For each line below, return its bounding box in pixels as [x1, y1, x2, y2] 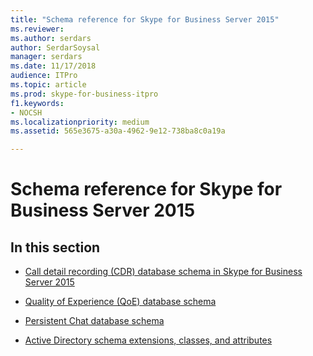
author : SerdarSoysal [10, 42, 101, 53]
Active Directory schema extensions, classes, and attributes [24, 334, 273, 346]
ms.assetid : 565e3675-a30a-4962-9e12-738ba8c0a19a [10, 126, 226, 136]
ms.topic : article [10, 80, 87, 90]
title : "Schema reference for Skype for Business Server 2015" [10, 14, 280, 25]
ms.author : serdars [10, 33, 92, 43]
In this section [10, 239, 101, 256]
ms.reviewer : [10, 24, 65, 34]
